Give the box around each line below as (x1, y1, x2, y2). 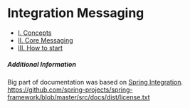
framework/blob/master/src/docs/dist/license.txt (7, 92, 150, 101)
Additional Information (7, 60, 77, 68)
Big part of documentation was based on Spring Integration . (7, 77, 184, 86)
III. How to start (17, 43, 63, 52)
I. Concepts (17, 28, 52, 37)
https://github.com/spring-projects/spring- (7, 85, 133, 94)
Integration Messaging (7, 5, 144, 21)
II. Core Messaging (17, 36, 73, 44)
